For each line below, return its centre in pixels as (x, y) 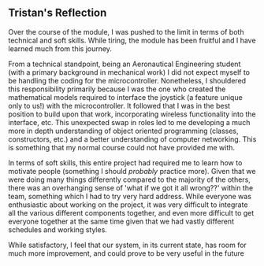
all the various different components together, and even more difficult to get (131, 212)
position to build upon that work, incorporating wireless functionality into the (132, 114)
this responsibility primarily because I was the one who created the (117, 89)
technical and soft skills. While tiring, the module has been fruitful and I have (132, 40)
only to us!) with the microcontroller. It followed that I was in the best (119, 105)
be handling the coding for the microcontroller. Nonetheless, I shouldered (127, 80)
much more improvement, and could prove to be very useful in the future (126, 253)
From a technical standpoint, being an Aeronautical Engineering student (125, 64)
